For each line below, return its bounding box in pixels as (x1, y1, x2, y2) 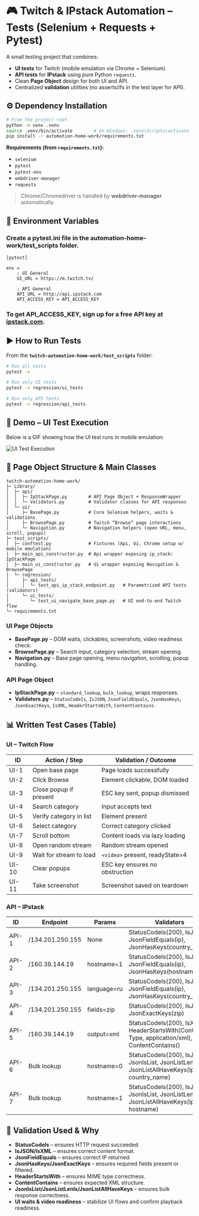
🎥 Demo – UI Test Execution (6, 418, 109, 428)
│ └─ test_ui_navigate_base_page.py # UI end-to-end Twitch (6, 598, 182, 604)
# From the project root (6, 117, 68, 123)
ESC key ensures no (101, 860, 158, 869)
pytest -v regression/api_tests (6, 402, 86, 408)
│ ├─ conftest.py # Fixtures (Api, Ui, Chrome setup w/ (6, 540, 184, 547)
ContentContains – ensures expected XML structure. (14, 1179, 145, 1186)
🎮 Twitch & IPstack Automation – (6, 4, 173, 18)
